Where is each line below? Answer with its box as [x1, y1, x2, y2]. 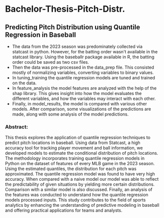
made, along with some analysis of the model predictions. [12, 111, 129, 117]
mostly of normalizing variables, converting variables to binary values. [12, 70, 154, 75]
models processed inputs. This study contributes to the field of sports [5, 197, 146, 203]
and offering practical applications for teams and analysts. [5, 207, 122, 214]
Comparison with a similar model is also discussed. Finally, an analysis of [5, 187, 153, 193]
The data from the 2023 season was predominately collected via [12, 44, 143, 49]
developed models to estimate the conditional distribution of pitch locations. [5, 150, 158, 156]
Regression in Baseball [5, 30, 76, 39]
